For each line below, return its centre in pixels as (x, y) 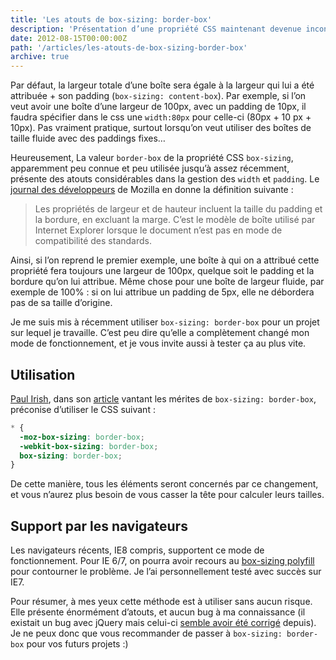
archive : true (40, 57)
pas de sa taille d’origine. (61, 303)
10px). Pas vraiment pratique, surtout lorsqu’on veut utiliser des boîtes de (161, 128)
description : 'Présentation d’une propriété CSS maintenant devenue (156, 29)
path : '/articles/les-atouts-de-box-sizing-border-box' (129, 47)
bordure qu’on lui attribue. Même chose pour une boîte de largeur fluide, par (167, 282)
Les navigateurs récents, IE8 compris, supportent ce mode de (137, 550)
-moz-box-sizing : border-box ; (82, 437)
